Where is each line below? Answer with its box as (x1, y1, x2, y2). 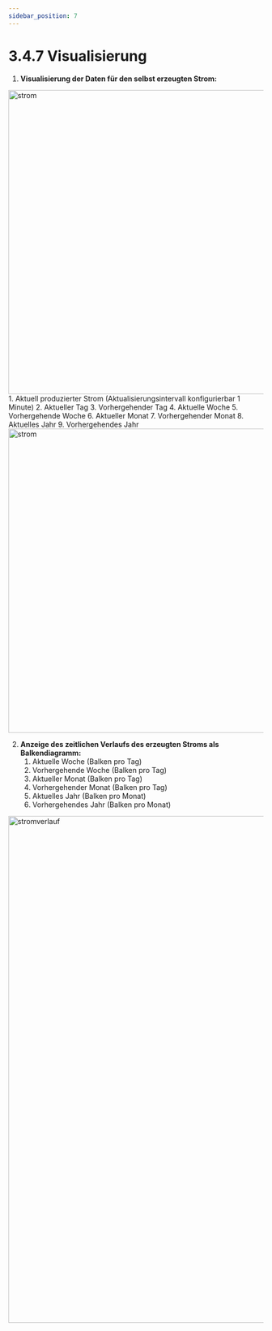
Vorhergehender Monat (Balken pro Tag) (32, 782, 168, 792)
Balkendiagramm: (19, 748, 82, 758)
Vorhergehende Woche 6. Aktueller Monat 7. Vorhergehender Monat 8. (8, 410, 244, 420)
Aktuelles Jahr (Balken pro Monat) (32, 791, 147, 801)
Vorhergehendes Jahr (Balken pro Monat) (32, 800, 172, 809)
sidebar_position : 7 (8, 11, 79, 20)
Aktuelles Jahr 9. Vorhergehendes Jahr (8, 419, 139, 429)
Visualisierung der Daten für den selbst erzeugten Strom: (19, 74, 217, 84)
